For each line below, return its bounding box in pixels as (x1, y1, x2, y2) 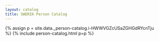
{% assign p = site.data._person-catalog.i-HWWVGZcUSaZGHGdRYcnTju (5, 25, 155, 31)
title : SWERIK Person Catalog (5, 12, 68, 17)
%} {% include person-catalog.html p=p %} (5, 30, 94, 36)
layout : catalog (5, 7, 39, 12)
